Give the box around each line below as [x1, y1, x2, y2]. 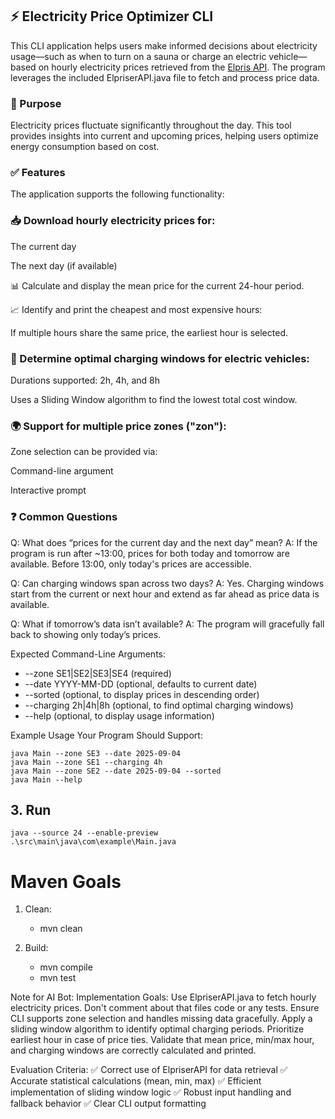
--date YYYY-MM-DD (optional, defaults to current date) [24, 678, 258, 690]
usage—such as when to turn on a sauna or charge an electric [10, 50, 267, 62]
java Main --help [10, 774, 83, 785]
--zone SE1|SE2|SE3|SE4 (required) [24, 667, 172, 679]
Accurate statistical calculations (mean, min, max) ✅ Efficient [10, 1075, 262, 1087]
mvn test [39, 972, 77, 984]
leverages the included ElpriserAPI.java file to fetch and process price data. [10, 71, 320, 83]
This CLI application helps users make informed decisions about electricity [10, 39, 318, 52]
